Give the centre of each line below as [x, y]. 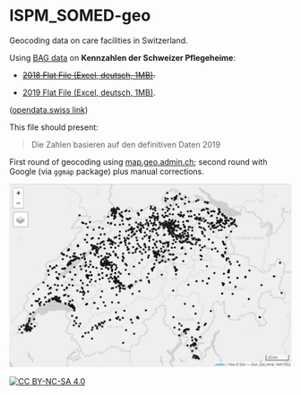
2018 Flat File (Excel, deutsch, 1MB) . [89, 75]
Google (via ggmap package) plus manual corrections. [107, 171]
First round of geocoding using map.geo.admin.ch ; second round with [138, 161]
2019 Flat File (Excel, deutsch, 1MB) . [89, 92]
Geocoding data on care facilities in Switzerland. [99, 40]
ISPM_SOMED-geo [80, 16]
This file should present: [54, 127]
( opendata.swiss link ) [49, 109]
